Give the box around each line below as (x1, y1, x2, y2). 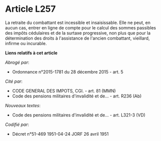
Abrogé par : (5, 59, 29, 65)
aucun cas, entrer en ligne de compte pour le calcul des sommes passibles (5, 24, 157, 30)
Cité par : (5, 78, 23, 84)
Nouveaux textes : (5, 102, 41, 108)
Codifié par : (5, 121, 29, 127)
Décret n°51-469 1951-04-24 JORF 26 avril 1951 (12, 131, 109, 137)
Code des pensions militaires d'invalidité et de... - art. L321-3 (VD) (12, 112, 146, 118)
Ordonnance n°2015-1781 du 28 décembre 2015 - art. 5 (12, 69, 124, 74)
